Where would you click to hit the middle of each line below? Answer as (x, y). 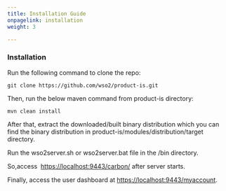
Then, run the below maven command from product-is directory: (101, 98)
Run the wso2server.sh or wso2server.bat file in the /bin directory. (103, 153)
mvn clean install (34, 111)
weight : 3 (22, 27)
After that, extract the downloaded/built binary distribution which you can (113, 124)
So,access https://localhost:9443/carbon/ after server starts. (97, 166)
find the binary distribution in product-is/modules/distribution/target (105, 132)
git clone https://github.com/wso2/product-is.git (83, 85)
